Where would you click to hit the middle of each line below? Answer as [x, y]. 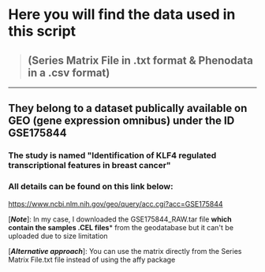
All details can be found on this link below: [91, 187]
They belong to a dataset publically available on [128, 108]
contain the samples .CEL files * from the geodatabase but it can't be [121, 227]
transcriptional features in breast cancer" [90, 166]
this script [42, 31]
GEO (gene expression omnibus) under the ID [121, 121]
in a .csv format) [69, 73]
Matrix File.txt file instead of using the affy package [92, 259]
